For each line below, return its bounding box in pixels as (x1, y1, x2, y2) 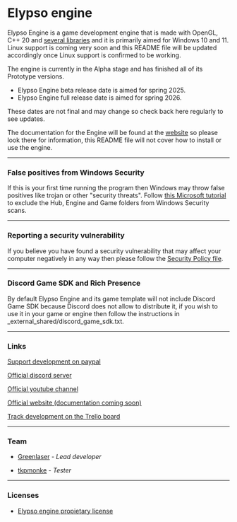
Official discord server (7, 371, 72, 380)
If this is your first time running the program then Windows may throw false (7, 184, 226, 192)
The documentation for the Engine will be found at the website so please (7, 128, 219, 137)
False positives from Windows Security (7, 168, 145, 178)
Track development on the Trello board (7, 412, 121, 421)
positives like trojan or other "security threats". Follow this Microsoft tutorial (7, 191, 227, 199)
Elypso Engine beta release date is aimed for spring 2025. (17, 86, 186, 94)
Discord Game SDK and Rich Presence (7, 278, 141, 288)
